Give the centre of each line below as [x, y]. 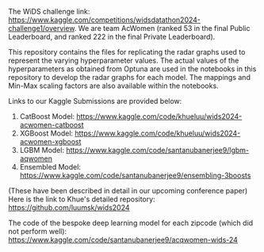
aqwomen [36, 158]
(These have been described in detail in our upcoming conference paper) [128, 191]
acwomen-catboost [52, 125]
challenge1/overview [42, 28]
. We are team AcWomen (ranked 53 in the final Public [162, 28]
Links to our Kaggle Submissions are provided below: [95, 101]
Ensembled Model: [50, 167]
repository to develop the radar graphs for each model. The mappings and [130, 77]
